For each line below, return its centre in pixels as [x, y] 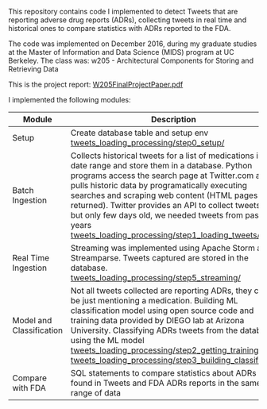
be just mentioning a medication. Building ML [154, 301]
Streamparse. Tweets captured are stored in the [159, 258]
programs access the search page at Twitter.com [162, 176]
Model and [32, 320]
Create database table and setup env [139, 133]
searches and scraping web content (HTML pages [164, 195]
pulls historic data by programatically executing [159, 185]
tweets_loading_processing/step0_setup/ [147, 143]
